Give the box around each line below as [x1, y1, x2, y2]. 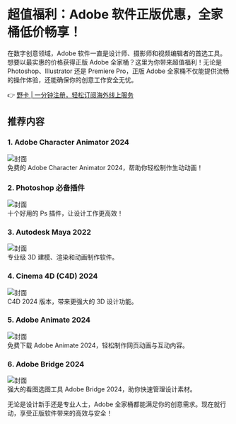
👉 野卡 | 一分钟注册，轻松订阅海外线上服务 [7, 90, 134, 99]
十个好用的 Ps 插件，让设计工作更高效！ [7, 208, 124, 217]
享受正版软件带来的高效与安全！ [19, 409, 113, 418]
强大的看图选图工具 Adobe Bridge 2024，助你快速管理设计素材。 [7, 385, 196, 394]
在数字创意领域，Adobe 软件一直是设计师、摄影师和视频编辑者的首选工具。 [7, 49, 227, 57]
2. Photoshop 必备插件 [7, 182, 85, 192]
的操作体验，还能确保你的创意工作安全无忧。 [7, 75, 138, 84]
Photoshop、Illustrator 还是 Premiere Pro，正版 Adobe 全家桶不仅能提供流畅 [7, 67, 230, 75]
